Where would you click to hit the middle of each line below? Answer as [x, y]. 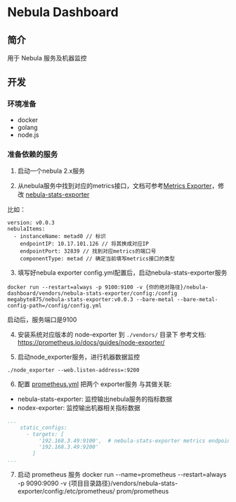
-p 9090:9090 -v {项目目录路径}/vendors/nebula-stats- [97, 483]
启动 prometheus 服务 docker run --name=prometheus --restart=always [122, 475]
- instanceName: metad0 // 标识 [60, 236]
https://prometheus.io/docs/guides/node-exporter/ [91, 342]
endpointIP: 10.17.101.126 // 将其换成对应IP [84, 244]
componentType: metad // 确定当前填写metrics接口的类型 [98, 258]
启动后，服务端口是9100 [42, 319]
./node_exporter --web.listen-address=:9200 [73, 370]
